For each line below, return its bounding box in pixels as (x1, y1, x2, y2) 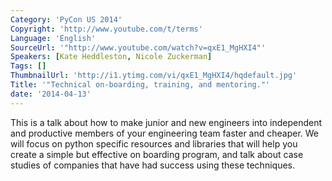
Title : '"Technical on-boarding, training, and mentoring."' (10, 80, 271, 90)
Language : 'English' (10, 33, 97, 43)
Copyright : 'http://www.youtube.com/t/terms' (10, 24, 203, 34)
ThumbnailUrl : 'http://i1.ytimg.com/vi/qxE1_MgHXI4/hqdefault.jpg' (10, 71, 298, 81)
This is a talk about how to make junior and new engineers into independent (10, 116, 323, 128)
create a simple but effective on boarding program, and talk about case (10, 148, 304, 160)
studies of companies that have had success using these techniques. (10, 159, 295, 171)
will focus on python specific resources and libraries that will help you (10, 137, 298, 150)
